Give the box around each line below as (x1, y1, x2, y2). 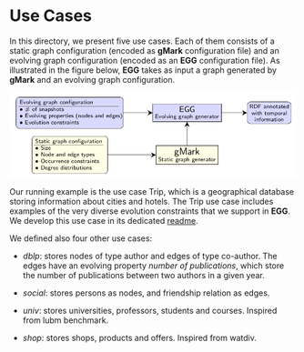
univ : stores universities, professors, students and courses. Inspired (22, 306, 278, 317)
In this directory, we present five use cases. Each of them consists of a (9, 35, 275, 46)
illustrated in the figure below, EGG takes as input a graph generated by (9, 65, 278, 75)
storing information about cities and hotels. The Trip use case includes (9, 196, 274, 207)
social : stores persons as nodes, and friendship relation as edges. (22, 287, 270, 298)
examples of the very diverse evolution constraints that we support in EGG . (9, 206, 291, 216)
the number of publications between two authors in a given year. (22, 270, 266, 281)
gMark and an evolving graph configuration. (9, 74, 176, 85)
